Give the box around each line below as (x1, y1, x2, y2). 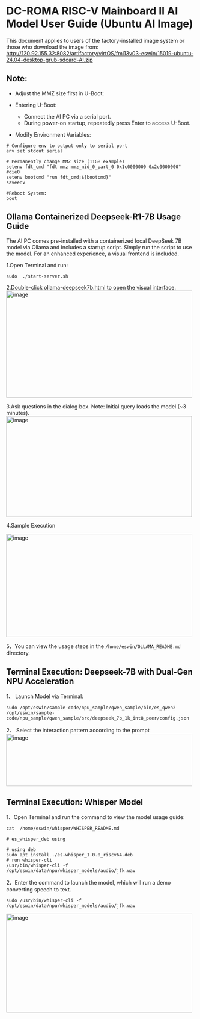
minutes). (6, 409, 30, 416)
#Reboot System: (6, 190, 47, 196)
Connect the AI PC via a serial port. (23, 113, 111, 120)
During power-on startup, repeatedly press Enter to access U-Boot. (23, 119, 191, 126)
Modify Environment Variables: (14, 131, 91, 138)
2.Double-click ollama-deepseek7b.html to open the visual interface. (6, 284, 176, 291)
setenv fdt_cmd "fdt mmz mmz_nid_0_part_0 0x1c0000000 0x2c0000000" (6, 164, 181, 170)
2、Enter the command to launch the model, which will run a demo (6, 879, 171, 887)
